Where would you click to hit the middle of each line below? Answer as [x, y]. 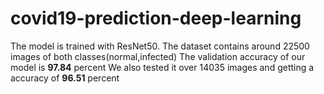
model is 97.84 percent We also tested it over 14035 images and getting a [162, 67]
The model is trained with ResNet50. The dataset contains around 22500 [160, 46]
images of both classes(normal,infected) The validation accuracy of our [158, 56]
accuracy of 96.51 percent [65, 78]
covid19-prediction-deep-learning [156, 18]
